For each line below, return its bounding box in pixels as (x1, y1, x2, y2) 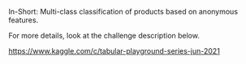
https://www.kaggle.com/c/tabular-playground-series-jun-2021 (8, 46, 221, 55)
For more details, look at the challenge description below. (8, 31, 201, 40)
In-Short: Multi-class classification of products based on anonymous (8, 7, 238, 16)
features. (8, 15, 39, 25)
